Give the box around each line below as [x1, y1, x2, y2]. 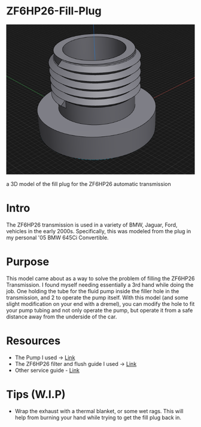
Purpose [6, 255, 50, 269]
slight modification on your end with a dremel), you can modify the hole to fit [6, 300, 195, 307]
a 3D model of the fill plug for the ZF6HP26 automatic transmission [6, 180, 172, 187]
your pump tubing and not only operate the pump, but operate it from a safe [6, 306, 193, 314]
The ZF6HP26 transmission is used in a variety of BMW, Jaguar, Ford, [6, 221, 178, 228]
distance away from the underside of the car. [6, 313, 117, 320]
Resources [6, 334, 61, 347]
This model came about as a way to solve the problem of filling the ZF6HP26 [6, 275, 195, 282]
